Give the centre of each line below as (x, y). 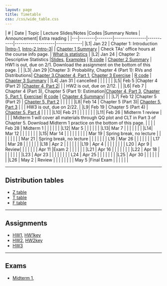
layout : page (19, 10)
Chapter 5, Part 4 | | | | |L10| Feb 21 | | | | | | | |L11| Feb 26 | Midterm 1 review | (83, 112)
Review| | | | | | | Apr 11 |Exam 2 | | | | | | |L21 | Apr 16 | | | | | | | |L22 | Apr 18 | (83, 149)
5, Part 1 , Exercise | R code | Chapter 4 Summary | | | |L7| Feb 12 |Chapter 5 (81, 96)
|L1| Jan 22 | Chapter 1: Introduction (121, 44)
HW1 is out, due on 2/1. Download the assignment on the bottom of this (78, 65)
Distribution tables (35, 180)
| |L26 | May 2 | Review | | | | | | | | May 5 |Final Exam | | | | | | (67, 160)
